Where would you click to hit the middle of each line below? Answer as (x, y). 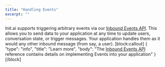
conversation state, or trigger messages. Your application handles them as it (83, 38)
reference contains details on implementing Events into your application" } (81, 54)
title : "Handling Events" (32, 10)
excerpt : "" (17, 14)
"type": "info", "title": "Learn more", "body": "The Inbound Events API (75, 49)
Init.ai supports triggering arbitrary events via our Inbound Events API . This (81, 28)
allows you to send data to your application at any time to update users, (78, 33)
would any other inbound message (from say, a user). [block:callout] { (76, 44)
